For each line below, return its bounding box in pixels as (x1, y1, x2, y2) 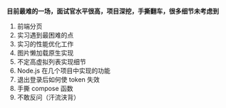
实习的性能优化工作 (16, 40, 74, 48)
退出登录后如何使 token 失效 (16, 75, 101, 84)
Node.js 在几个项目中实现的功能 (16, 67, 111, 75)
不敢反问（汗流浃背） (16, 93, 80, 102)
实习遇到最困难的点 (16, 31, 74, 39)
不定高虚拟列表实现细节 (16, 58, 86, 66)
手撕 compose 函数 (16, 85, 73, 92)
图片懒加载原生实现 (16, 49, 74, 57)
